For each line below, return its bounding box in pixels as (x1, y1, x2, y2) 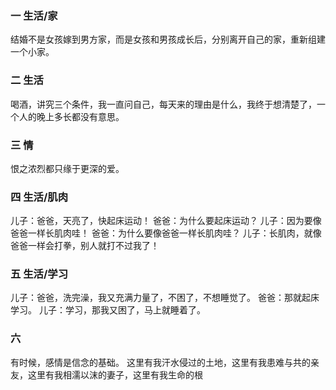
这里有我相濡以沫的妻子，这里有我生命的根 (27, 368, 203, 381)
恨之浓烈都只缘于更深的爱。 (10, 162, 125, 174)
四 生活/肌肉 (10, 190, 69, 204)
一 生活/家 (10, 8, 58, 22)
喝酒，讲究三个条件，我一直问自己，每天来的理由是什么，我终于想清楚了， (10, 98, 317, 110)
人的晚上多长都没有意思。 (18, 110, 125, 122)
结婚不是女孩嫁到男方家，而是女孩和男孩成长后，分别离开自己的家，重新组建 (10, 33, 326, 46)
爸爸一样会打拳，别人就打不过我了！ (10, 240, 160, 252)
